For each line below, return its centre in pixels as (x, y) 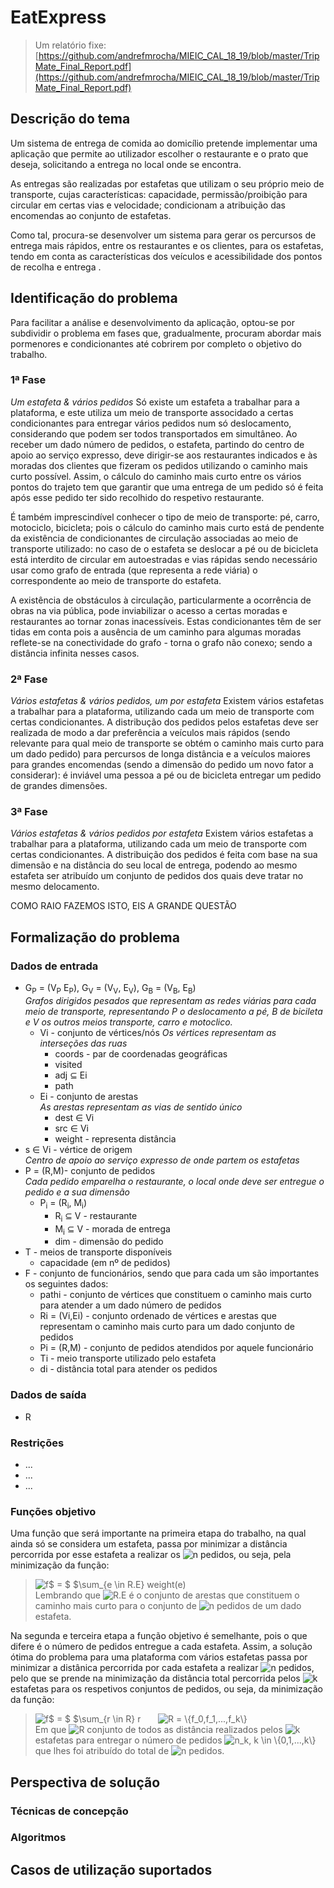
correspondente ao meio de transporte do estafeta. (116, 580)
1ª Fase (28, 380)
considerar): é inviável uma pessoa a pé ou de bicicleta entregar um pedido (166, 775)
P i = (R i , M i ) (63, 1203)
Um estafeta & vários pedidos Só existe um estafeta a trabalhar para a (155, 402)
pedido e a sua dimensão (77, 1192)
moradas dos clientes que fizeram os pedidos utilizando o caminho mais (159, 465)
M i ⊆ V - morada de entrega (112, 1229)
